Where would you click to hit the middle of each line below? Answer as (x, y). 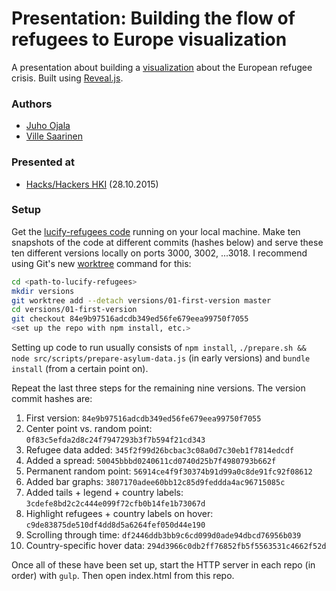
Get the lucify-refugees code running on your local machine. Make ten (156, 231)
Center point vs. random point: (89, 429)
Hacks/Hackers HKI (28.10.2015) (92, 184)
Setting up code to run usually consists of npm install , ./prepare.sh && (159, 348)
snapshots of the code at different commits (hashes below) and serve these (167, 242)
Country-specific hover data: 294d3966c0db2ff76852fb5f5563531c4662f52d (176, 546)
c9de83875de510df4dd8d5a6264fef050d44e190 (115, 525)
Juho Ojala (48, 126)
